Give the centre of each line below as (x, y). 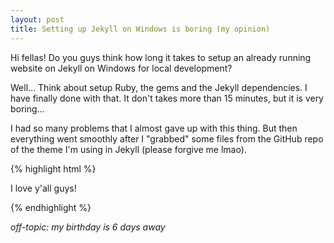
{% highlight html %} (53, 168)
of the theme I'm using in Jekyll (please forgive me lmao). (128, 149)
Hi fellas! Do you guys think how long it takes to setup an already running (161, 57)
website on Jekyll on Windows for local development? (121, 68)
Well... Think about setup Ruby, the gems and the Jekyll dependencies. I (159, 87)
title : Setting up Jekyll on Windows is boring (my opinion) (140, 29)
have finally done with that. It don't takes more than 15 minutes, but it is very (167, 98)
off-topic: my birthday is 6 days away (88, 227)
